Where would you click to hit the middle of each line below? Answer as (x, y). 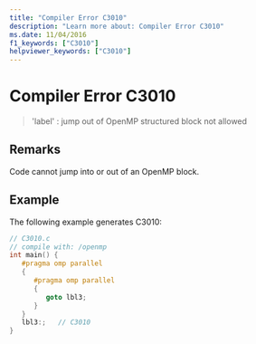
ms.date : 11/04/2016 (48, 34)
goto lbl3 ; (66, 297)
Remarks (35, 150)
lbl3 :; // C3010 (56, 322)
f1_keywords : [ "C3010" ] (54, 43)
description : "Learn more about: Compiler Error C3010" (117, 26)
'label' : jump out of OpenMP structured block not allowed (139, 121)
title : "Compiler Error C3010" (68, 18)
